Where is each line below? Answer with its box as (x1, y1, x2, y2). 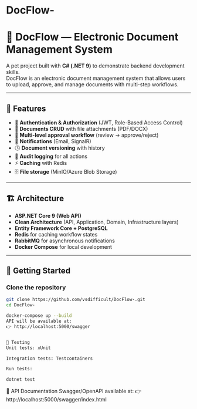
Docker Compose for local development (14, 243, 113, 250)
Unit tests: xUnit (6, 344, 51, 351)
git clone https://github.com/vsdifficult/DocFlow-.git (6, 297, 145, 303)
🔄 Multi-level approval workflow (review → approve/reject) (14, 131, 159, 138)
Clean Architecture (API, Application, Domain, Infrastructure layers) (14, 218, 179, 225)
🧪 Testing (6, 339, 30, 345)
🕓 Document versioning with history (14, 144, 106, 151)
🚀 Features (6, 103, 46, 113)
